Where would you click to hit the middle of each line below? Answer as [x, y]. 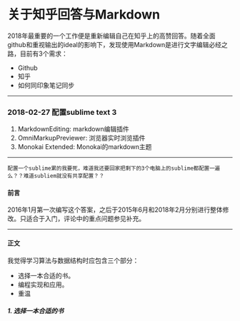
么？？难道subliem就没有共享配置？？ [56, 176]
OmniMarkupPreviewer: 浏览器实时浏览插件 [81, 138]
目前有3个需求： [44, 53]
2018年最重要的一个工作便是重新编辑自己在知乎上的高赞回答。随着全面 [111, 36]
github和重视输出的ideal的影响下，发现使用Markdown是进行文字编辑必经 [115, 44]
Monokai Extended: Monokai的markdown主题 [85, 147]
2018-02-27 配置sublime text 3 [62, 112]
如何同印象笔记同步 [46, 85]
